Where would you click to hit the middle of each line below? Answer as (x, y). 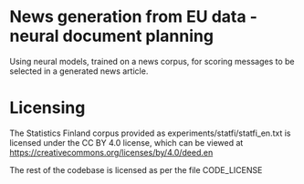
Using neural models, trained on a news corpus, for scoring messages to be (152, 61)
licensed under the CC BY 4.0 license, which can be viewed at (126, 142)
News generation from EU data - (134, 17)
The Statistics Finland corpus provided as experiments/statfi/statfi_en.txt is (150, 133)
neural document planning (112, 36)
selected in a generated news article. (79, 71)
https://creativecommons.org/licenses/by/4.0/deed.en (111, 152)
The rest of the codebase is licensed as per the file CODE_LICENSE (136, 169)
